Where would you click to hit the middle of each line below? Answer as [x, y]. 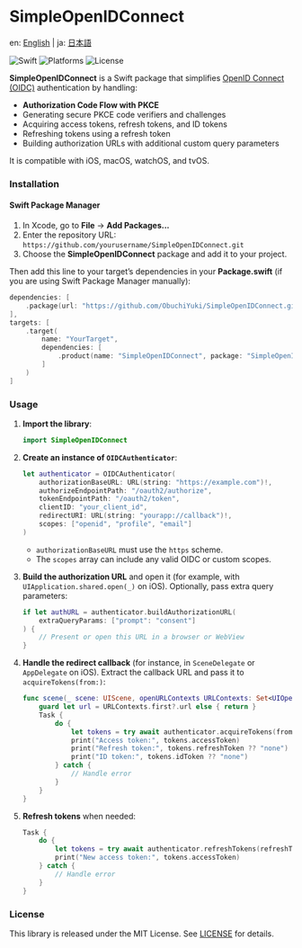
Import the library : [57, 424]
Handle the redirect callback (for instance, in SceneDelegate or [138, 663]
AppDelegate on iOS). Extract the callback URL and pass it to [133, 673]
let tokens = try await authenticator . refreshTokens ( [158, 849]
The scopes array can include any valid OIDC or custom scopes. [153, 559]
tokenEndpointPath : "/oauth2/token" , [110, 499]
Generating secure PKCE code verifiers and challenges [124, 114]
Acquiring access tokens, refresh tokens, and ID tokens [124, 124]
